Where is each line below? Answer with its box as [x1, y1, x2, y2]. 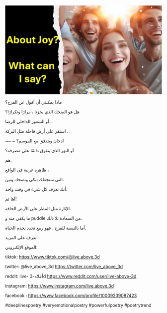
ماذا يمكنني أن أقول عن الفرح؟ [5, 99, 62, 105]
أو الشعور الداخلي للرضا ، [5, 118, 52, 124]
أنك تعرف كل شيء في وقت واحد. [5, 186, 68, 192]
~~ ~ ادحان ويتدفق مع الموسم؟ [5, 138, 64, 144]
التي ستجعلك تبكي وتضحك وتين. [5, 176, 64, 182]
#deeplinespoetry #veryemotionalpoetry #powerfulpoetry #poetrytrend [5, 302, 152, 308]
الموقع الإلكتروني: [5, 244, 38, 250]
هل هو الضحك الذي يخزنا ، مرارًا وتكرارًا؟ [5, 108, 80, 115]
